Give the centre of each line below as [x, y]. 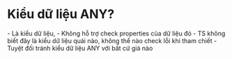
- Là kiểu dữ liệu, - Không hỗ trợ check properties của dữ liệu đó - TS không [116, 33]
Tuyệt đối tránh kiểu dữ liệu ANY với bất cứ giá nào [80, 48]
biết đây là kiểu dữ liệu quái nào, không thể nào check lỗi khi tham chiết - [112, 40]
